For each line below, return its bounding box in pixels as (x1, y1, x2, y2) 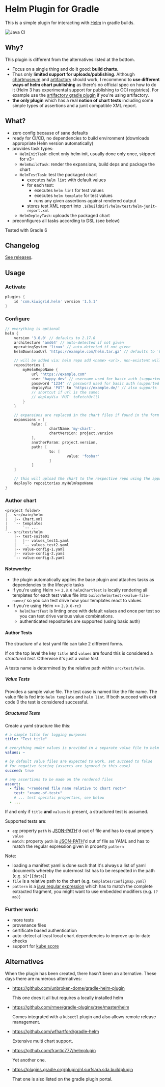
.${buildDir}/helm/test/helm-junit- (82, 204, 157, 209)
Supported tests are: (5, 818, 47, 824)
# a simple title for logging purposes (5, 732, 87, 737)
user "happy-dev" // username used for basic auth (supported (31, 376, 162, 381)
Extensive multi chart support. (12, 1038, 73, 1044)
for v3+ (19, 156, 35, 162)
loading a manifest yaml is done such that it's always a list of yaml (12, 862, 146, 868)
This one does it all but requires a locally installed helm (12, 995, 124, 1001)
